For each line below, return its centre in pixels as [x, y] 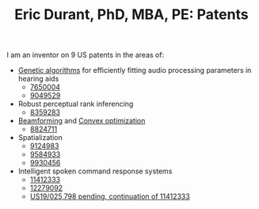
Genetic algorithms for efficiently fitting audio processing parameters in [135, 70]
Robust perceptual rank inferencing [76, 104]
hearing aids [38, 79]
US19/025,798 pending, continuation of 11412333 [110, 196]
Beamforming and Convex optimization [82, 121]
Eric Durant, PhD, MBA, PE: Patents [131, 15]
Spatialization [40, 138]
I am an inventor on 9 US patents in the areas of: [86, 55]
